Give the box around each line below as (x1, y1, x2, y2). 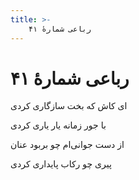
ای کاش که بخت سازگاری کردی (10, 100, 128, 112)
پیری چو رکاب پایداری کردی (10, 158, 112, 170)
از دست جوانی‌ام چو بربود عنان (10, 139, 125, 151)
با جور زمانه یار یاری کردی (10, 119, 107, 131)
